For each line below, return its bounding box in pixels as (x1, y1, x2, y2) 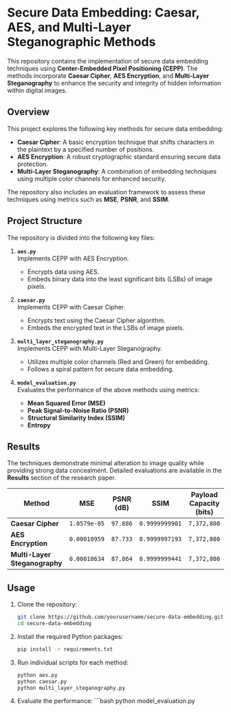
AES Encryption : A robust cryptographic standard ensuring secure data (16, 152, 221, 161)
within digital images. (7, 86, 67, 94)
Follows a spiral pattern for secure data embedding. (27, 365, 174, 373)
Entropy (27, 420, 51, 429)
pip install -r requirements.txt (16, 646, 113, 653)
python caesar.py (16, 678, 67, 685)
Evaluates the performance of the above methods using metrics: (16, 385, 200, 394)
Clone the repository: (16, 600, 78, 609)
